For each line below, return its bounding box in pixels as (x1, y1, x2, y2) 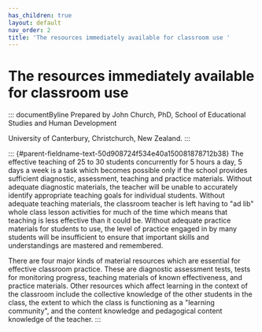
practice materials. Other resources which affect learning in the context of (8, 281, 248, 291)
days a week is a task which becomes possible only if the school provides (8, 166, 248, 175)
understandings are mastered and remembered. (8, 241, 164, 250)
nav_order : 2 (8, 26, 51, 34)
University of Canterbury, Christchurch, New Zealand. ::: (8, 134, 191, 143)
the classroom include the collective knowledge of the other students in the (8, 290, 253, 299)
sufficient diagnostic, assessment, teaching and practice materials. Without (8, 174, 253, 183)
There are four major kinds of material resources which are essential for (8, 256, 241, 266)
